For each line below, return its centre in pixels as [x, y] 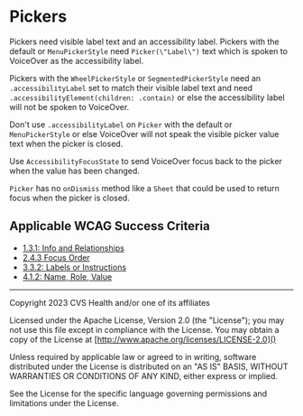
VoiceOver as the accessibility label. [77, 60]
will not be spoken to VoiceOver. [69, 106]
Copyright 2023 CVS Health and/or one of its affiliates [110, 302]
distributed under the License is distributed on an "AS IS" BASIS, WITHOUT [149, 366]
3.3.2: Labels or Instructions [74, 267]
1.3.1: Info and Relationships [73, 248]
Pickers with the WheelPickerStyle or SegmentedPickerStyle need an [135, 78]
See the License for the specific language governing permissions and [138, 393]
